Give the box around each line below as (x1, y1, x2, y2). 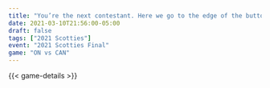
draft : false (8, 26, 52, 34)
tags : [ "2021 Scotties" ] (8, 34, 92, 42)
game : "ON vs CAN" (8, 49, 70, 57)
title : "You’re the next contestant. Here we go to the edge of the (8, 11, 243, 20)
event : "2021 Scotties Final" (8, 42, 110, 50)
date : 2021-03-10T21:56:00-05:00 (8, 19, 121, 27)
